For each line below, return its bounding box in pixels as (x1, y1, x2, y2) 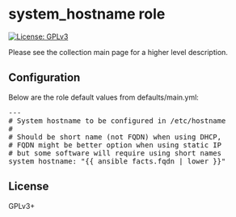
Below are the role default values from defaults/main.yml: (8, 92, 200, 102)
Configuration (8, 70, 81, 85)
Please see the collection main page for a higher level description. (8, 47, 229, 57)
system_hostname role (8, 5, 166, 23)
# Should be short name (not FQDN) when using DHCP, (8, 132, 222, 142)
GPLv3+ (8, 201, 36, 211)
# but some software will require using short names (8, 148, 222, 158)
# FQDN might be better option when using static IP (8, 140, 222, 150)
